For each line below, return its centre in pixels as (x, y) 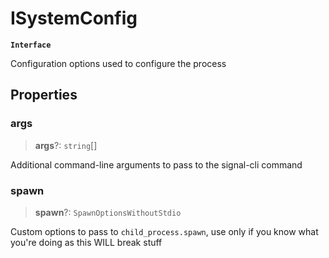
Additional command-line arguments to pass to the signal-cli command (156, 164)
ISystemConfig (74, 18)
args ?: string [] (66, 145)
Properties (44, 95)
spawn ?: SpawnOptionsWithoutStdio (108, 212)
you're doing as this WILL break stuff (86, 242)
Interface (31, 45)
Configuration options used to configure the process (118, 63)
